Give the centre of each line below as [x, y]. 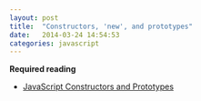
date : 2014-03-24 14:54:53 [65, 35]
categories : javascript [55, 43]
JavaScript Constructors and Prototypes [98, 86]
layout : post [34, 18]
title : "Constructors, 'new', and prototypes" [101, 26]
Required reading [43, 69]
